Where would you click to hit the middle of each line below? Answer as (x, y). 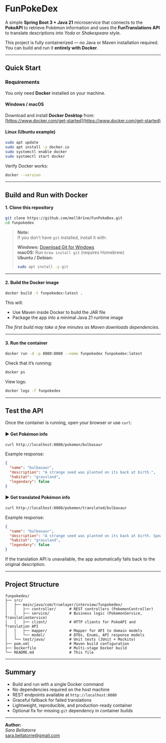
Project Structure (32, 585)
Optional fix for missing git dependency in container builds (73, 710)
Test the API (24, 410)
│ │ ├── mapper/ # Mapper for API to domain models (74, 630)
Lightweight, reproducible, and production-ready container (72, 705)
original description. (25, 564)
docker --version (23, 175)
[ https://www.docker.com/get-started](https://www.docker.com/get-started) (83, 121)
